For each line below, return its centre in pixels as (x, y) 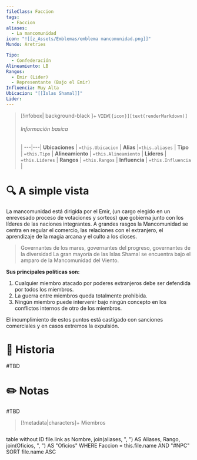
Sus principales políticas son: (43, 272)
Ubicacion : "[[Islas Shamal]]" (44, 94)
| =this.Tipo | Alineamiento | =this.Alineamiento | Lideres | (94, 153)
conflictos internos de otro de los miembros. (68, 308)
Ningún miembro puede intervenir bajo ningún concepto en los (91, 302)
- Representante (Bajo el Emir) (51, 82)
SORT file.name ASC (31, 452)
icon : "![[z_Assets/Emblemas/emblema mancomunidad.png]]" (79, 39)
